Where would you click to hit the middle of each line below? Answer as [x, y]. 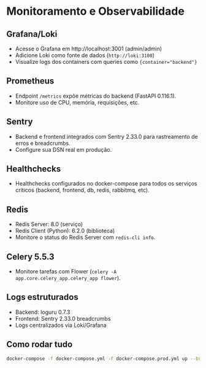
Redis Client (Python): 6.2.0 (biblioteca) [65, 231]
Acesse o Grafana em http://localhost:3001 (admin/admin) [89, 49]
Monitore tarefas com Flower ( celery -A [66, 272]
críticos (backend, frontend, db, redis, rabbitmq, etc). [82, 190]
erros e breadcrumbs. [43, 143]
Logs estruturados [42, 297]
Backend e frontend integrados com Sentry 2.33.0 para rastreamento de [106, 136]
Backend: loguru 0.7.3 [43, 312]
